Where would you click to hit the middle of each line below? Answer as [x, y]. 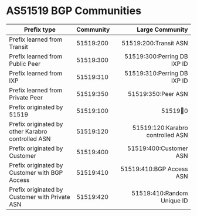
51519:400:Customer [157, 148]
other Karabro [28, 131]
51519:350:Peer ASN [158, 94]
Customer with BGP [36, 172]
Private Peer [26, 97]
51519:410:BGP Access [154, 169]
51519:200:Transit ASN [155, 43]
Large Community [162, 29]
